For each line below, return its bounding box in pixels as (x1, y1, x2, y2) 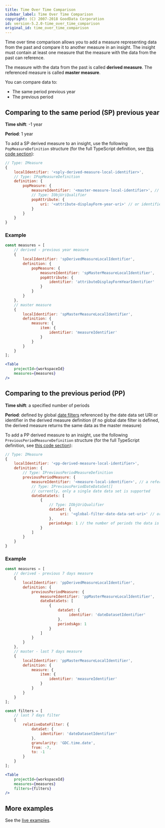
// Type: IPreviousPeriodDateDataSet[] (31, 484, 113, 489)
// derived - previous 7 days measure (14, 571, 93, 576)
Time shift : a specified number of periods (5, 402, 90, 408)
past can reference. (5, 55, 45, 61)
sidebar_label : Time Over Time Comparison (5, 12, 93, 17)
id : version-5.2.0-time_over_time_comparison (5, 21, 100, 26)
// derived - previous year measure (14, 248, 89, 252)
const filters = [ (5, 708, 43, 713)
